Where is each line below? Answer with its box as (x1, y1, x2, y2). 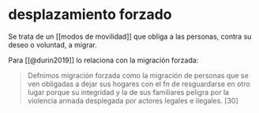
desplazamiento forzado (8, 6, 172, 24)
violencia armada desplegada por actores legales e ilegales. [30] (27, 96, 238, 105)
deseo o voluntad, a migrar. (8, 40, 97, 49)
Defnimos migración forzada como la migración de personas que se (27, 70, 249, 80)
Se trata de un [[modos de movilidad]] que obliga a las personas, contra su (8, 32, 252, 41)
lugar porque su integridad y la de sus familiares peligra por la (27, 87, 230, 96)
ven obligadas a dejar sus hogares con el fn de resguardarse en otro (27, 79, 250, 89)
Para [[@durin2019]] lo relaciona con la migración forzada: (8, 55, 199, 65)
